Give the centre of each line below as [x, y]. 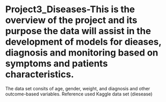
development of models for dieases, [84, 42]
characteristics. [40, 74]
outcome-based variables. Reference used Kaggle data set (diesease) [79, 94]
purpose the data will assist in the [78, 31]
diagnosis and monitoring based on [82, 53]
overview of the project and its [72, 20]
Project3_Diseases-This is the [70, 9]
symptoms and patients [57, 63]
